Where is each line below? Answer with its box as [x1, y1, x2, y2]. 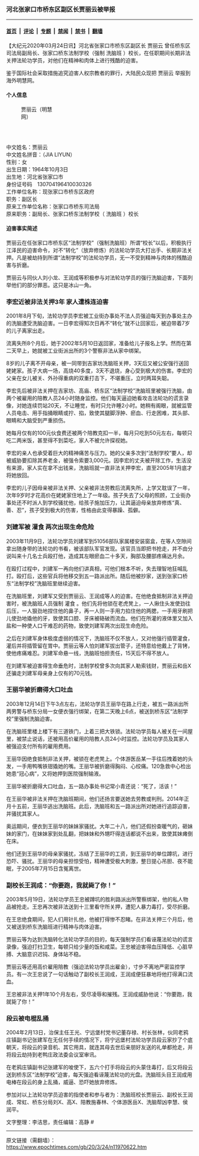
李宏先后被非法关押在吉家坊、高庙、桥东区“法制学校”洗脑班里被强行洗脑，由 [6, 387, 192, 394]
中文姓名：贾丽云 [6, 144, 48, 151]
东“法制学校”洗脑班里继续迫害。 [6, 579, 84, 587]
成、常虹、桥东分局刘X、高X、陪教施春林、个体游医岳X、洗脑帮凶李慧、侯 [6, 1098, 188, 1106]
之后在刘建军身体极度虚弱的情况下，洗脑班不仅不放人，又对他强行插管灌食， [6, 635, 193, 642]
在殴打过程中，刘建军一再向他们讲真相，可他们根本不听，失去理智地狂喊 [6, 565, 182, 572]
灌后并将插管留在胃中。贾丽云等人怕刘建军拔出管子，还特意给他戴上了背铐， [6, 642, 193, 649]
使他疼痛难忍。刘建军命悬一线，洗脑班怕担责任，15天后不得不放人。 [6, 649, 172, 657]
